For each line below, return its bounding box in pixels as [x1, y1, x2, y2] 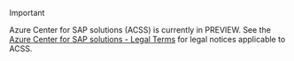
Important [9, 8, 45, 18]
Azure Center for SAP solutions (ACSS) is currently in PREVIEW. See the [9, 25, 272, 34]
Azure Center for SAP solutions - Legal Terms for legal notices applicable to [9, 34, 286, 44]
